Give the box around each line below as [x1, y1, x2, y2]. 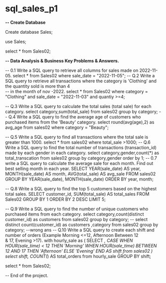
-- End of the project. [5, 272, 49, 278]
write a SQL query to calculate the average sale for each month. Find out [5, 160, 154, 166]
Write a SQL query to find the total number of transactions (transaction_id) [5, 144, 157, 150]
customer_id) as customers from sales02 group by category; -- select [5, 216, 148, 222]
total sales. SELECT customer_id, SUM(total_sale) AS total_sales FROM [5, 191, 150, 197]
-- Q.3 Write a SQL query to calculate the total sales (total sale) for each [5, 103, 152, 109]
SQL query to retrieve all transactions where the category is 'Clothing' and [5, 78, 157, 84]
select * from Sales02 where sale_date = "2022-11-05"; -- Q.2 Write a [12, 72, 155, 78]
